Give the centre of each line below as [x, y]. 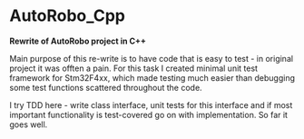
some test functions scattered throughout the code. [106, 87]
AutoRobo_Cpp [67, 16]
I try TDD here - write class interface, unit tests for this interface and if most [151, 104]
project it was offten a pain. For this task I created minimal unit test [134, 68]
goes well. [29, 124]
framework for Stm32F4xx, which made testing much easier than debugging [152, 77]
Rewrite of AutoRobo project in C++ [78, 41]
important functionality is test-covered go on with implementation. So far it [149, 114]
